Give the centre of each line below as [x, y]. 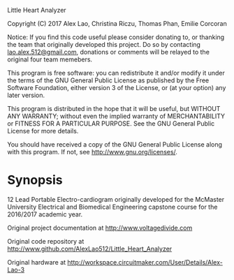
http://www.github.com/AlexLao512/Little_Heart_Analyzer [90, 249]
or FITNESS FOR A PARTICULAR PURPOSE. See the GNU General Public [111, 124]
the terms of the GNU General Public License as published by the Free [108, 80]
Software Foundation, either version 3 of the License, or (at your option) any [117, 88]
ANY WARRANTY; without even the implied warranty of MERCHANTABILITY [116, 116]
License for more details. [43, 131]
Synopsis [35, 180]
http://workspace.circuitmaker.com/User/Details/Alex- [145, 262]
